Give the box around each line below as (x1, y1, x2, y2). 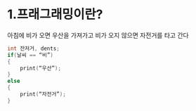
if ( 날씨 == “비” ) (7, 51, 54, 58)
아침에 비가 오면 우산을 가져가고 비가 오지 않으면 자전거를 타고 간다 (7, 31, 189, 39)
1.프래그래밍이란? (7, 6, 103, 22)
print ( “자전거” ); (20, 91, 67, 98)
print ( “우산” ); (20, 65, 62, 72)
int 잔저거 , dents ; (7, 45, 60, 52)
